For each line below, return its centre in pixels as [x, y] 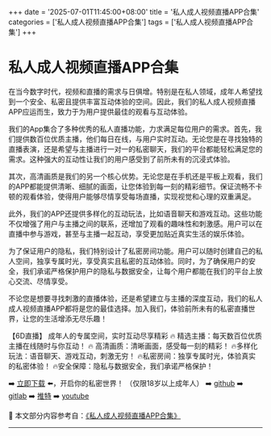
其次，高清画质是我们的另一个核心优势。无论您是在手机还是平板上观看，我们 [135, 176]
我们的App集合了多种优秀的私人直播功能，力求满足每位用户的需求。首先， [132, 128]
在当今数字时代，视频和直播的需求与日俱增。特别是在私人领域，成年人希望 [132, 91]
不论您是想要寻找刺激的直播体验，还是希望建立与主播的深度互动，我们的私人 [135, 298]
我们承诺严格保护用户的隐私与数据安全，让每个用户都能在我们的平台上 [139, 271]
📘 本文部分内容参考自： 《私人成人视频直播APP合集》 [95, 415]
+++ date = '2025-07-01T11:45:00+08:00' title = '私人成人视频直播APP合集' [134, 12]
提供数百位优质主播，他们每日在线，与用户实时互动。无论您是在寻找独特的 [139, 139]
